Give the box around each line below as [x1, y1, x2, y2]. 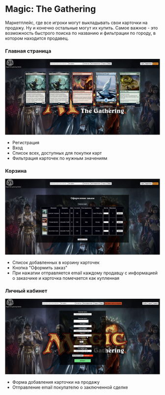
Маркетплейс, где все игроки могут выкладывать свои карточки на [5, 20, 148, 26]
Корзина [5, 167, 27, 174]
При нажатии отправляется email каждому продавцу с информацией [12, 270, 158, 276]
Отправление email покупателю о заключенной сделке [12, 384, 128, 391]
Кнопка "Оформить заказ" [12, 264, 68, 270]
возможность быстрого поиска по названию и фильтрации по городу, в [5, 30, 156, 36]
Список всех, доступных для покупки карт [12, 150, 102, 156]
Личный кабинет [5, 287, 48, 294]
